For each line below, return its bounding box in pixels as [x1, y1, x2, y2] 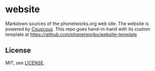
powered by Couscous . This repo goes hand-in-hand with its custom [5, 26, 150, 32]
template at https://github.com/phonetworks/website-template [5, 31, 137, 37]
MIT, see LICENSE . [5, 60, 45, 66]
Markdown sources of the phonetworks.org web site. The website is [5, 20, 149, 27]
